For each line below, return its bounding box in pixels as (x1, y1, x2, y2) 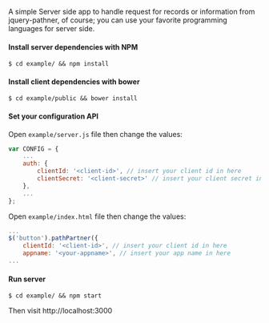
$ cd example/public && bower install (8, 95, 138, 103)
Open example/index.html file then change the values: (8, 212, 187, 221)
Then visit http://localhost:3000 (8, 306, 113, 316)
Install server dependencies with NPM (8, 42, 139, 51)
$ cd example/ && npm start (8, 292, 102, 300)
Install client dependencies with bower (8, 76, 140, 87)
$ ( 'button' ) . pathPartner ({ (8, 234, 98, 243)
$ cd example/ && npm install (8, 60, 110, 68)
